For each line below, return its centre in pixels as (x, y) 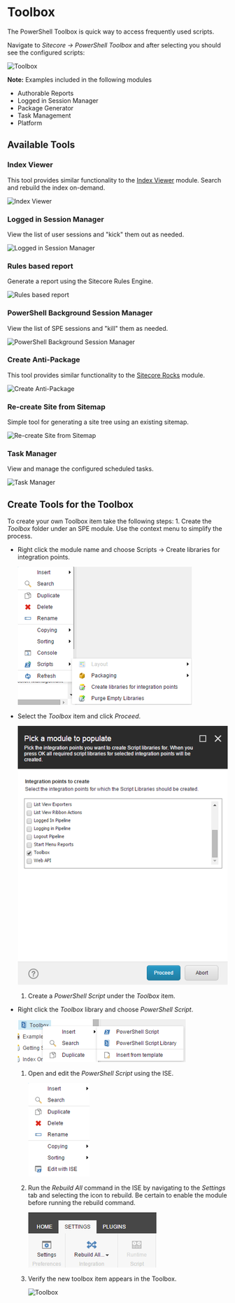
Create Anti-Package (44, 359)
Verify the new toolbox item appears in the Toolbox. (102, 1279)
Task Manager (32, 454)
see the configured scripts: (46, 52)
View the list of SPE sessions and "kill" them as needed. (88, 328)
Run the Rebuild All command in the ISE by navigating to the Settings (127, 1188)
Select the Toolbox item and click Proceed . (79, 716)
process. (20, 536)
